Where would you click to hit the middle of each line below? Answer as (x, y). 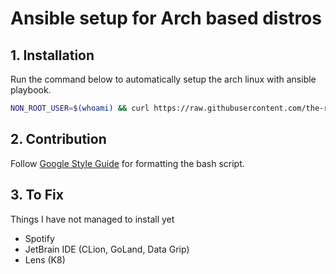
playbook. (31, 90)
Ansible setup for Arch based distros (166, 18)
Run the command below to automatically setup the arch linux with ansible (163, 79)
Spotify (39, 238)
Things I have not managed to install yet (92, 219)
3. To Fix (37, 195)
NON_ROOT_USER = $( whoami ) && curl (80, 108)
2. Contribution (58, 139)
